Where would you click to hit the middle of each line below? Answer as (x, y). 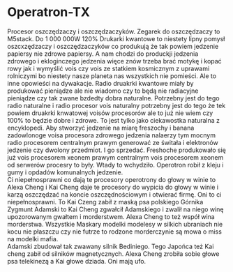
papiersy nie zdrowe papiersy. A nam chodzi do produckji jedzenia (103, 54)
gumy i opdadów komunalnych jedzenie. (65, 172)
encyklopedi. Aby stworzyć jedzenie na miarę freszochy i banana (101, 128)
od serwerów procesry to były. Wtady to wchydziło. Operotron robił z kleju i (115, 165)
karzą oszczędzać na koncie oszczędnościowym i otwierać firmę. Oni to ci (114, 194)
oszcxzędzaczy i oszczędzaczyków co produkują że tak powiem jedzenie (113, 46)
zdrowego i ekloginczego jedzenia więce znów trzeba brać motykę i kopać (114, 61)
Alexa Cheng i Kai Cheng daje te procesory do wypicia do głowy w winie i (113, 187)
